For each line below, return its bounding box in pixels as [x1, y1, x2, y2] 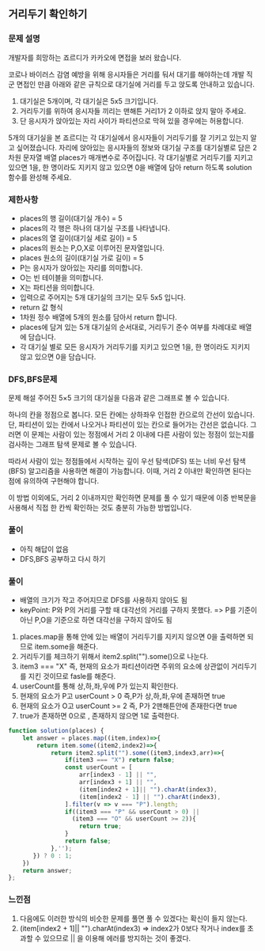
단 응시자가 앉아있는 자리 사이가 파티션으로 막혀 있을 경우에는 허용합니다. [19, 116, 244, 125]
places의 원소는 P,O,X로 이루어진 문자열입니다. [19, 243, 165, 252]
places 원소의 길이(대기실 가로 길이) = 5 [19, 252, 144, 263]
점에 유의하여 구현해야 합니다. [8, 476, 100, 486]
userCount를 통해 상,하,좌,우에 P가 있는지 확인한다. [19, 681, 179, 691]
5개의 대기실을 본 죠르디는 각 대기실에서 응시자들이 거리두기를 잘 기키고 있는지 [8, 133, 249, 142]
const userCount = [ [64, 763, 133, 771]
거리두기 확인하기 [8, 7, 88, 21]
